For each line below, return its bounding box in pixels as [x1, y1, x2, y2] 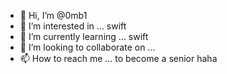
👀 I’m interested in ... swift [19, 20, 127, 32]
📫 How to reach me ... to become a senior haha [19, 53, 218, 64]
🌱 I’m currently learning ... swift [19, 31, 149, 42]
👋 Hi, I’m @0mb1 [19, 10, 88, 21]
